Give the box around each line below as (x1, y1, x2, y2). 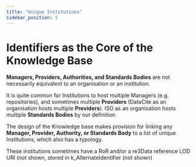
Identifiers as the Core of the (6, 41, 153, 55)
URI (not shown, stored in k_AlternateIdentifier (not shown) (6, 154, 153, 162)
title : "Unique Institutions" (6, 9, 83, 15)
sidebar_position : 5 (6, 15, 59, 21)
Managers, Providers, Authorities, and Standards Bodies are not (6, 73, 171, 81)
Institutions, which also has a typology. (6, 136, 103, 143)
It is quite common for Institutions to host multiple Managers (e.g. (6, 92, 169, 99)
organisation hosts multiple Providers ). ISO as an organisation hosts (6, 104, 177, 112)
